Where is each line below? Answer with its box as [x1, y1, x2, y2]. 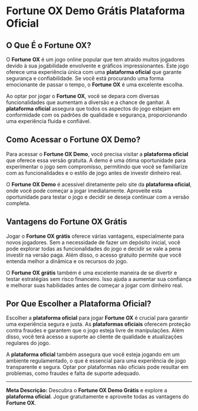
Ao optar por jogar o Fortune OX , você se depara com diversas [6, 93, 160, 99]
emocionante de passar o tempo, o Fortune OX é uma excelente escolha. [6, 81, 184, 88]
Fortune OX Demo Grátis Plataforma [6, 4, 186, 18]
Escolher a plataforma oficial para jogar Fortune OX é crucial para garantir [6, 315, 189, 322]
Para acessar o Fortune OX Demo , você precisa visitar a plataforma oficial [6, 150, 189, 157]
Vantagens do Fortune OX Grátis [6, 217, 128, 227]
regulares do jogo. [6, 339, 51, 347]
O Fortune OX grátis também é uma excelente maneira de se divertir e [6, 269, 177, 276]
